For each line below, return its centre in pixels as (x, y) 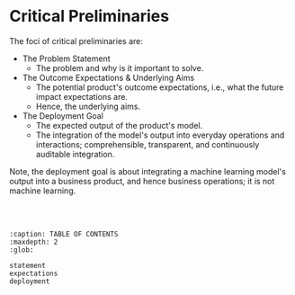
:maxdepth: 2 (34, 242)
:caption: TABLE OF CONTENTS (64, 234)
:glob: (22, 250)
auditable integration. (75, 154)
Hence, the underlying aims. (88, 106)
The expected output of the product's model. (119, 125)
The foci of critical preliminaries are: (76, 40)
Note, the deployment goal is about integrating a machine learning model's (147, 171)
